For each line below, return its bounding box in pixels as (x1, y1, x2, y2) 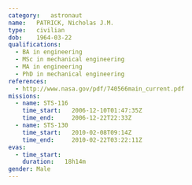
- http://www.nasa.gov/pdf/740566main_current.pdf (15, 84, 185, 93)
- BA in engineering (15, 48, 83, 56)
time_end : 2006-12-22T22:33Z (22, 114, 132, 122)
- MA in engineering (15, 63, 83, 71)
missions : (8, 92, 41, 100)
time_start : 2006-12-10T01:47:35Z (22, 107, 143, 115)
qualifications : (8, 41, 61, 49)
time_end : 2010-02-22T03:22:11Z (22, 135, 143, 144)
